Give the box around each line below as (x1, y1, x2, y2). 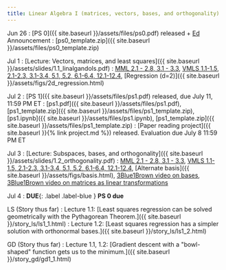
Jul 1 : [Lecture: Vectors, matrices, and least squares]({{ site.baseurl (7, 56, 200, 65)
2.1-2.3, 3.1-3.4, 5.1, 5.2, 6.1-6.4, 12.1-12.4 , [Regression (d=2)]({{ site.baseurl (7, 71, 220, 80)
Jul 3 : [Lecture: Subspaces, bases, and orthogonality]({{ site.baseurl (7, 149, 203, 157)
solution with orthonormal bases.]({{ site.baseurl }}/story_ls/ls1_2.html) (7, 227, 207, 235)
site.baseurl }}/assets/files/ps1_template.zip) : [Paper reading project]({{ (7, 121, 211, 129)
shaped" (7, 247, 32, 256)
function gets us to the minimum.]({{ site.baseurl (32, 247, 170, 256)
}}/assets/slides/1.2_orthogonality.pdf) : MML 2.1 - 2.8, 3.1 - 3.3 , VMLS (7, 156, 205, 165)
